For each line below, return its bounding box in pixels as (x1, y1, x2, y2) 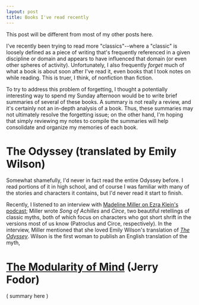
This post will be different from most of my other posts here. (6, 30, 153, 38)
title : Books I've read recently (6, 14, 89, 20)
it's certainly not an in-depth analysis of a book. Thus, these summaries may (6, 104, 194, 112)
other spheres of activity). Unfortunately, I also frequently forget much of (6, 61, 185, 69)
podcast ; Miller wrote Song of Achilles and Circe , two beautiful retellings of (6, 207, 190, 215)
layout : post (6, 8, 39, 15)
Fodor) (6, 273, 40, 286)
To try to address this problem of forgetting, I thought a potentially (6, 85, 168, 93)
